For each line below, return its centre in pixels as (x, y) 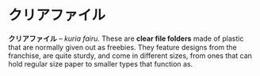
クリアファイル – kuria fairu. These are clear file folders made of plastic (126, 38)
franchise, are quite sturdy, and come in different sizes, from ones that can (130, 56)
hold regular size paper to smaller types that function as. (101, 63)
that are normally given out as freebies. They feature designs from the (122, 47)
